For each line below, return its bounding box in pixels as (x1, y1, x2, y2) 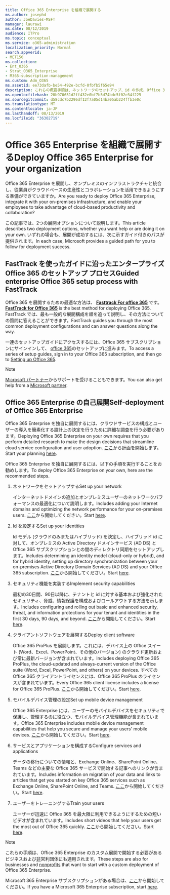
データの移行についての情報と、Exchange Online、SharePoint (12, 759, 142, 765)
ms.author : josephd (5, 12, 47, 17)
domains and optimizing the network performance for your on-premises (12, 506, 163, 512)
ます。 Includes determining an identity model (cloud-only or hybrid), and (12, 553, 164, 559)
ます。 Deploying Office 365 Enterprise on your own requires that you (5, 433, 149, 439)
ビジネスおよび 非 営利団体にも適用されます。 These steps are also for (5, 856, 148, 862)
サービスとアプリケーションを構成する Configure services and (12, 743, 142, 749)
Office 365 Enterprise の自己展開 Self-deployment (5, 398, 164, 407)
